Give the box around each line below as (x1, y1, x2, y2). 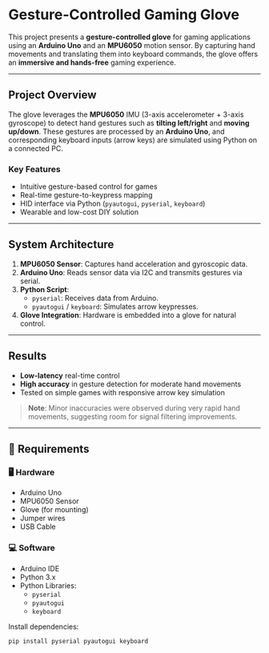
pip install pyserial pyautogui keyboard (8, 637, 149, 645)
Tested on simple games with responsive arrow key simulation (19, 387, 226, 397)
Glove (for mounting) (19, 505, 90, 515)
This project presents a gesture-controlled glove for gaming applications (8, 32, 251, 42)
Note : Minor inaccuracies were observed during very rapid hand (27, 403, 240, 413)
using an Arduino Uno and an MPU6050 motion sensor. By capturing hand (8, 40, 256, 50)
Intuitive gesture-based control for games (19, 182, 158, 191)
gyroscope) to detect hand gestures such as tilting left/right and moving (8, 118, 250, 127)
